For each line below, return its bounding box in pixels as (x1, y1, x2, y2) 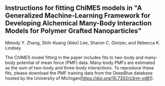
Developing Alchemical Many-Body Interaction (5, 19, 152, 27)
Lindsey (5, 45, 21, 51)
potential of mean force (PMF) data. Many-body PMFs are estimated (16, 60, 155, 65)
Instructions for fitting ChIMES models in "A (5, 4, 142, 12)
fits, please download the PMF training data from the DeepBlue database (5, 70, 153, 76)
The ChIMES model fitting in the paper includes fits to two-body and (5, 54, 144, 60)
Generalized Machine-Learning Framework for (5, 12, 151, 20)
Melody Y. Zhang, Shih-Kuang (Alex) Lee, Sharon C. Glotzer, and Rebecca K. (5, 40, 161, 45)
